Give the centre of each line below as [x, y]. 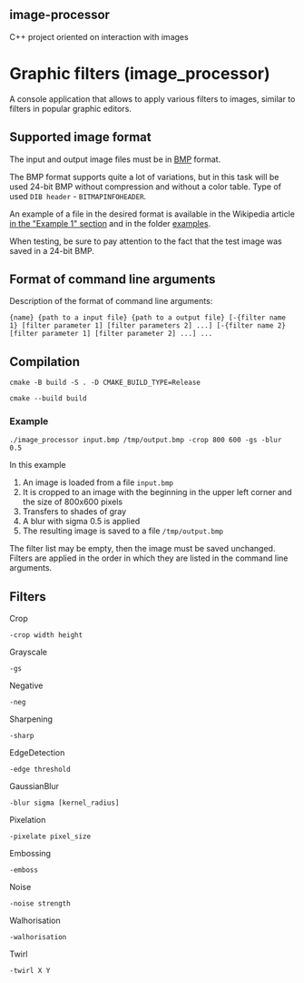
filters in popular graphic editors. [70, 108]
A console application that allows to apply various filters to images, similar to [152, 98]
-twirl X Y [30, 971]
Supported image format [80, 137]
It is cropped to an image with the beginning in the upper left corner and [157, 492]
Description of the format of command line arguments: [111, 301]
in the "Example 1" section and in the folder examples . [110, 223]
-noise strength [40, 904]
